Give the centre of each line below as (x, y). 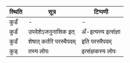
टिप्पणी (101, 12)
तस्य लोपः (39, 51)
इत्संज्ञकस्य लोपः (99, 51)
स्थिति (16, 12)
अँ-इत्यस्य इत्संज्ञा (101, 31)
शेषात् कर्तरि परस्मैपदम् (52, 41)
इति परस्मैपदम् (96, 41)
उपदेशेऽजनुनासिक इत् (51, 31)
